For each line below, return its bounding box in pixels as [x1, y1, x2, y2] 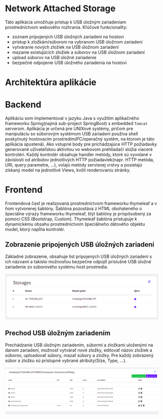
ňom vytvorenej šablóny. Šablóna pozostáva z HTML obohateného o [5, 206, 142, 211]
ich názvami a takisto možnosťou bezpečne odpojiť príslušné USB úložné [5, 258, 152, 264]
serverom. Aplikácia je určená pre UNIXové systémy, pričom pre [5, 126, 133, 132]
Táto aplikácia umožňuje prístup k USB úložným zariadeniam [5, 19, 127, 25]
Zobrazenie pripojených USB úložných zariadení [5, 240, 155, 249]
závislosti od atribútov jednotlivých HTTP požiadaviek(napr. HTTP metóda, [5, 157, 155, 163]
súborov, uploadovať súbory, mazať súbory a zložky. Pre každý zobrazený [5, 352, 154, 358]
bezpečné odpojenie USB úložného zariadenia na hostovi [12, 60, 127, 65]
